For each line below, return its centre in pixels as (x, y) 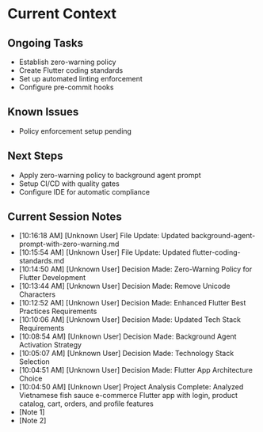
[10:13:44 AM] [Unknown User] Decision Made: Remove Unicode (124, 286)
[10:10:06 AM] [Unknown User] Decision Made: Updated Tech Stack (130, 320)
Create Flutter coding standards (71, 70)
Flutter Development (52, 278)
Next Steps (35, 156)
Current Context (62, 14)
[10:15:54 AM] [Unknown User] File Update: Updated (105, 252)
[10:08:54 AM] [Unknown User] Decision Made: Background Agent (128, 336)
